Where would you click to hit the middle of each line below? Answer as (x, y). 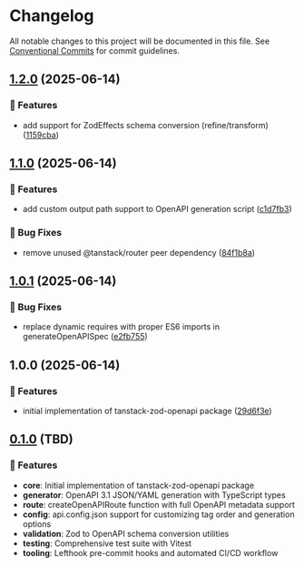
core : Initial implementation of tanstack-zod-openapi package (138, 485)
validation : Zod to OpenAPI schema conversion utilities (126, 533)
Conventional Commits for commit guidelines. (94, 50)
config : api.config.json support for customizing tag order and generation (158, 514)
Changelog (52, 16)
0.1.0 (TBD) (42, 439)
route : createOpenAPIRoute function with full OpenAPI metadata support (158, 504)
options (37, 523)
